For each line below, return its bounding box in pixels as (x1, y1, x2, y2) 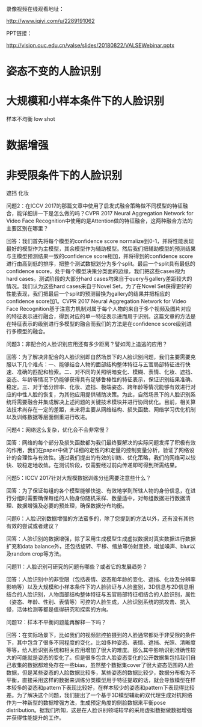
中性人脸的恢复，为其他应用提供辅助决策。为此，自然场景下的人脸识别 (16, 391, 191, 398)
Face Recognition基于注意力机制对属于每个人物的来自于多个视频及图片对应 (6, 305, 192, 313)
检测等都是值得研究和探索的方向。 (26, 606, 112, 613)
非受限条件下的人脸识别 (6, 168, 123, 182)
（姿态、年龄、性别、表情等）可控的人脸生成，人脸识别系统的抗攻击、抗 (6, 598, 185, 606)
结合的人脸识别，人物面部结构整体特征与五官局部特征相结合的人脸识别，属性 (6, 591, 196, 598)
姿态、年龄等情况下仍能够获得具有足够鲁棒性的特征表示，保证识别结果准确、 (6, 376, 196, 383)
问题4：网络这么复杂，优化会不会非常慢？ (6, 426, 110, 434)
